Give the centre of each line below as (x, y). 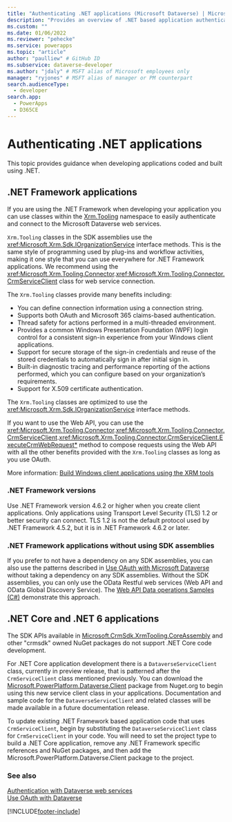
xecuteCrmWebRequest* (42, 445)
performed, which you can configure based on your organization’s (111, 374)
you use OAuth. (29, 459)
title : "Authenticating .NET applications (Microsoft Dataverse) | (106, 13)
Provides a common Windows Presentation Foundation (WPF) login (113, 329)
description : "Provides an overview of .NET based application (100, 20)
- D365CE (26, 110)
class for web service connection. (107, 281)
